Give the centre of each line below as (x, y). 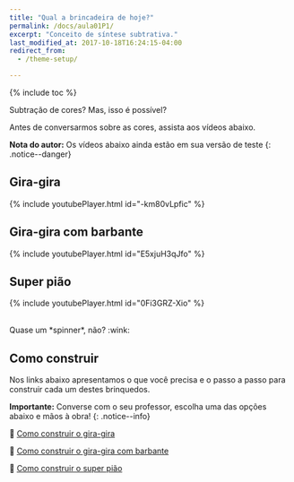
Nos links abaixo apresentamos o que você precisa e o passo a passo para (147, 380)
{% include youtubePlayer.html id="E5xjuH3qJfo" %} (107, 254)
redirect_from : (38, 51)
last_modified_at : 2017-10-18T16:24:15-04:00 (95, 43)
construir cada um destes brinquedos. (80, 390)
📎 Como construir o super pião (66, 469)
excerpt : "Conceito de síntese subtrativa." (94, 34)
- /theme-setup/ (48, 59)
